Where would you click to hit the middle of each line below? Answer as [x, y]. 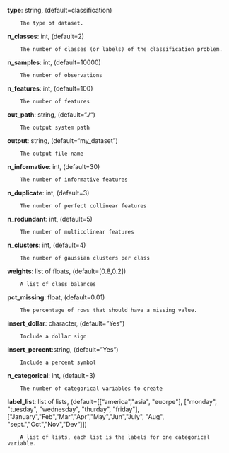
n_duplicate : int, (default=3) [48, 193]
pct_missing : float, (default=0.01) [56, 297]
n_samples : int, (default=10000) [54, 62]
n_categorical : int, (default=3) [51, 375]
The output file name [52, 154]
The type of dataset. [52, 23]
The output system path [55, 127]
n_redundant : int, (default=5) [50, 219]
